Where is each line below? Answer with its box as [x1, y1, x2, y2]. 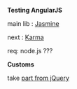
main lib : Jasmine [7, 20, 59, 27]
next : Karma [7, 33, 44, 41]
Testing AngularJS [7, 6, 63, 14]
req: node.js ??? [7, 47, 53, 55]
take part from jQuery [7, 74, 70, 82]
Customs [7, 60, 35, 69]
